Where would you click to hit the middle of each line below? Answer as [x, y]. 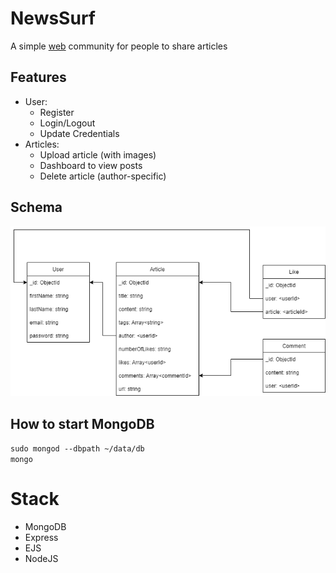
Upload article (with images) [98, 154]
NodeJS [41, 559]
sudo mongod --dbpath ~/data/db [77, 449]
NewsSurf [53, 18]
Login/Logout [67, 123]
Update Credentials [79, 133]
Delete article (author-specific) [103, 176]
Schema [36, 207]
